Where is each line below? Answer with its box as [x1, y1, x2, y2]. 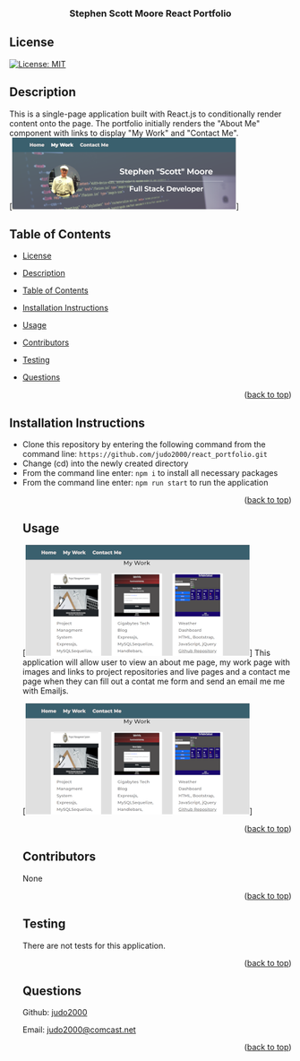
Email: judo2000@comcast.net [21, 1024, 136, 1035]
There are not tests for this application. [21, 940, 166, 951]
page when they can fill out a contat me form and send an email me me [21, 676, 285, 686]
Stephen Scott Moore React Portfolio [69, 7, 232, 20]
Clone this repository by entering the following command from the [21, 439, 266, 450]
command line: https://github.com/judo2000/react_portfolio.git [21, 449, 269, 460]
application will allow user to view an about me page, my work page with [21, 657, 291, 668]
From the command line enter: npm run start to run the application [21, 478, 269, 488]
